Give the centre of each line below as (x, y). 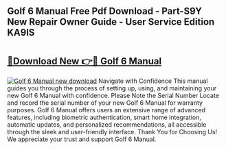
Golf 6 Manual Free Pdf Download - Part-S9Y (105, 11)
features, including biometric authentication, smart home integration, (104, 117)
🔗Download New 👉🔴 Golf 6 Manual (84, 61)
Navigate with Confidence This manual (153, 81)
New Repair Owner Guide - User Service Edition (111, 22)
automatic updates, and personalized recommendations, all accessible (107, 125)
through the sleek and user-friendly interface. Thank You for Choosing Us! (112, 132)
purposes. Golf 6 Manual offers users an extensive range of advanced (106, 110)
